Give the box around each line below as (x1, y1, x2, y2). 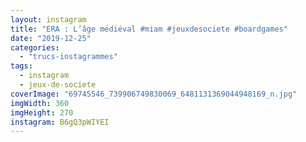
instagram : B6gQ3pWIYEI (10, 117, 110, 127)
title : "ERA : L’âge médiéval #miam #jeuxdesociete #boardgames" (10, 24, 288, 34)
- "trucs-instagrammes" (19, 52, 118, 62)
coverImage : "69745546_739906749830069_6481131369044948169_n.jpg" (10, 89, 298, 99)
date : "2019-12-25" (10, 33, 92, 43)
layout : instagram (10, 14, 87, 25)
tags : (10, 61, 33, 71)
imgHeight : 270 (10, 107, 74, 118)
